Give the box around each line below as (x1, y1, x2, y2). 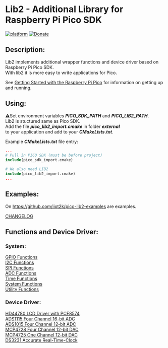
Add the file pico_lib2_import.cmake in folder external (5, 123, 120, 129)
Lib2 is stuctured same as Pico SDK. (5, 118, 81, 124)
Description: (5, 45, 45, 54)
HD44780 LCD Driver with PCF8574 (5, 310, 80, 316)
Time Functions (5, 275, 38, 282)
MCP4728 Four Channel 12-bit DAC (5, 326, 79, 332)
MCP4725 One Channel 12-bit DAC (5, 331, 78, 338)
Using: (5, 99, 27, 108)
